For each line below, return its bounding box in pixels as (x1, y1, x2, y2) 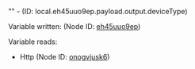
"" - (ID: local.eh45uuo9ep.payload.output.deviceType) (8, 7, 188, 16)
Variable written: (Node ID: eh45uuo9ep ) (8, 22, 141, 31)
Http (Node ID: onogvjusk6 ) (19, 53, 110, 61)
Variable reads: (8, 37, 58, 46)
